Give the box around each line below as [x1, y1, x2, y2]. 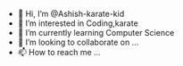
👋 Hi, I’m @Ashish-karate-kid [17, 9, 125, 19]
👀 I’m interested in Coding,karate [17, 18, 138, 29]
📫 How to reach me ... [17, 47, 101, 57]
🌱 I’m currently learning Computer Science [17, 28, 175, 37]
